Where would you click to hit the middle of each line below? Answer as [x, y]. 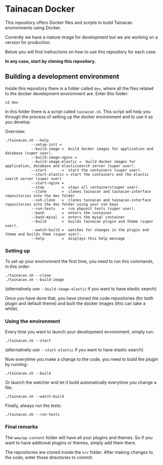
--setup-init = [46, 144]
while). [12, 309]
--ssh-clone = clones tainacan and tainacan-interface [91, 200]
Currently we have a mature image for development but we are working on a [81, 37]
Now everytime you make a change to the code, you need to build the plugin [81, 359]
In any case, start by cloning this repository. [51, 61]
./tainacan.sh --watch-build [35, 397]
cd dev [12, 102]
